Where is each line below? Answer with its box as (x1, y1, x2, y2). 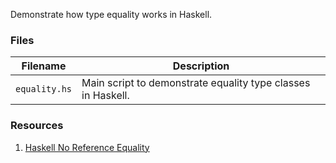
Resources (10, 119, 64, 133)
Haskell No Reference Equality (24, 141, 150, 153)
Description (172, 59, 230, 73)
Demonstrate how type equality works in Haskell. (10, 9, 213, 20)
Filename (21, 59, 67, 73)
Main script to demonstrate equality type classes (81, 76, 311, 90)
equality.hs (15, 84, 73, 95)
